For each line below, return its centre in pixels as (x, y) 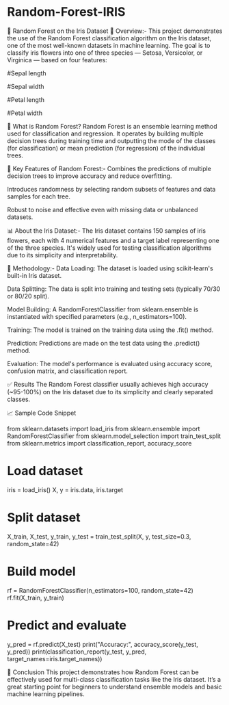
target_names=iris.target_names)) (55, 658)
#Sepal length (27, 73)
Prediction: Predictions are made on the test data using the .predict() (104, 343)
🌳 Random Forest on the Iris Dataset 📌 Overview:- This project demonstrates (115, 31)
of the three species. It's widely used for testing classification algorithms (109, 248)
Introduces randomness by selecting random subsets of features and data (111, 189)
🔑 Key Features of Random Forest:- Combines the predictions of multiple (109, 168)
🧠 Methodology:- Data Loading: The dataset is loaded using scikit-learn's (110, 268)
